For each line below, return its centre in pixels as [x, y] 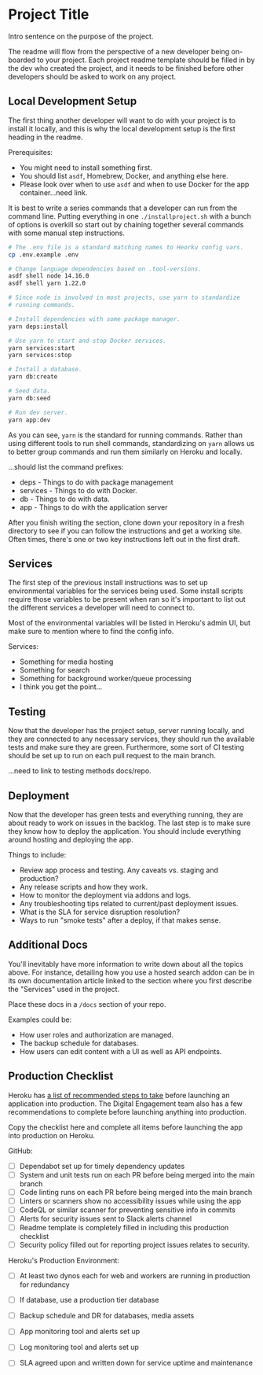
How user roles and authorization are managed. [97, 1034]
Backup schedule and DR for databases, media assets [107, 1316]
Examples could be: [40, 1019]
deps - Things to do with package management [97, 482]
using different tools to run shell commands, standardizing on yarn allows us [131, 443]
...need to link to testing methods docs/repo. [80, 771]
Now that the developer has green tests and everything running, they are [126, 814]
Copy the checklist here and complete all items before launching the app [126, 1127]
